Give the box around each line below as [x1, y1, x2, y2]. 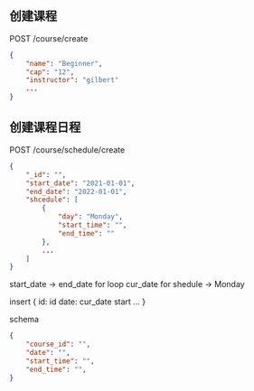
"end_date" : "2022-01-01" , [25, 187, 127, 196]
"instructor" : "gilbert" [25, 76, 119, 85]
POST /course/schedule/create [9, 144, 126, 155]
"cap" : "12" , [25, 67, 75, 77]
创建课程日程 [9, 120, 81, 135]
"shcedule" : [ [25, 195, 79, 205]
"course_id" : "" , [25, 340, 91, 349]
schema [9, 314, 39, 325]
